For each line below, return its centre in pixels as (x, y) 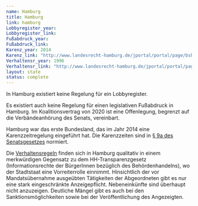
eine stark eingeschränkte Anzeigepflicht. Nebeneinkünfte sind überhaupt (96, 185)
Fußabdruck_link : (27, 45)
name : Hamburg (24, 11)
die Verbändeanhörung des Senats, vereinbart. (63, 118)
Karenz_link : (22, 55)
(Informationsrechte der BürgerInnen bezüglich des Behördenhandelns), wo (98, 166)
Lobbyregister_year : (32, 28)
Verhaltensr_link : (29, 66)
